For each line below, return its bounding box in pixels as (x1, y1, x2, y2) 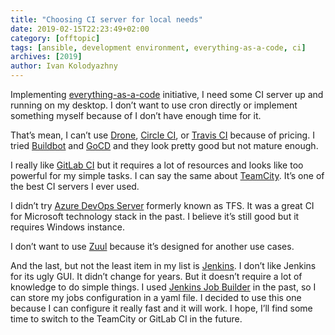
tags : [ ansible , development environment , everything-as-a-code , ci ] (10, 42, 307, 53)
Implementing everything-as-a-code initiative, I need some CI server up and (10, 89, 324, 100)
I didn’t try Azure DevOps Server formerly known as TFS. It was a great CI (10, 200, 315, 211)
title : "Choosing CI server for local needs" (10, 14, 203, 25)
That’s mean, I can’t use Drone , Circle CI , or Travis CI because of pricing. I (10, 129, 315, 141)
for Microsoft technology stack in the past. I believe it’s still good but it (10, 211, 300, 222)
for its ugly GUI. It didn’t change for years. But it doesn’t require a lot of (10, 271, 303, 282)
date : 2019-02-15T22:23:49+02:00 (10, 24, 150, 34)
